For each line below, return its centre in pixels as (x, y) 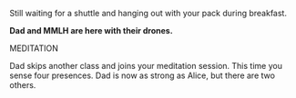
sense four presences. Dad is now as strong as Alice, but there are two (143, 75)
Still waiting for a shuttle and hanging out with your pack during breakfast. (148, 13)
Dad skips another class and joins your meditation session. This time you (146, 66)
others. (23, 85)
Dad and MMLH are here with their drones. (91, 30)
